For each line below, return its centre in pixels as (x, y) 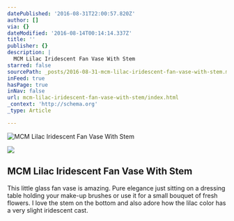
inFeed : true (26, 78)
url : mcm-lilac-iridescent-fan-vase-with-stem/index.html (93, 98)
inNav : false (26, 91)
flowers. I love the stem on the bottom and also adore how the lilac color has (117, 203)
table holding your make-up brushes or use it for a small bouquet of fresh (112, 195)
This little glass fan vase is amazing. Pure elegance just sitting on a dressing (116, 188)
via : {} (18, 26)
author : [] (23, 20)
